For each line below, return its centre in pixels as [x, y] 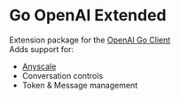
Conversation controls [63, 75]
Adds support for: [41, 49]
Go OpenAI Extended [88, 15]
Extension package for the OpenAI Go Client [90, 40]
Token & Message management [80, 85]
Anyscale [39, 66]
